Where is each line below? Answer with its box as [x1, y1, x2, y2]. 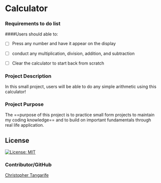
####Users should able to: [5, 31, 59, 37]
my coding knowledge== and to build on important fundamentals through [5, 117, 151, 123]
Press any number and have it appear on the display [12, 41, 116, 47]
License [5, 136, 29, 145]
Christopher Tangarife [5, 172, 49, 178]
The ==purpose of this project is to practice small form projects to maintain [5, 112, 155, 118]
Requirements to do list [5, 20, 60, 27]
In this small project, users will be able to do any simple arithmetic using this [5, 83, 157, 89]
